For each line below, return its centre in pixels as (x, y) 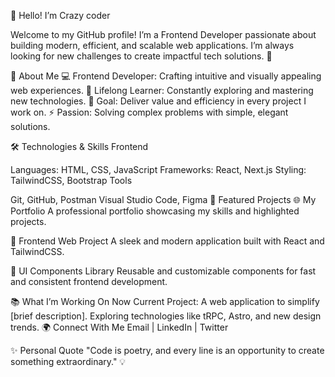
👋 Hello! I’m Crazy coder (60, 15)
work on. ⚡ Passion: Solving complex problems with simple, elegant (149, 112)
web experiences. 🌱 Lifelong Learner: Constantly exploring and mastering (162, 90)
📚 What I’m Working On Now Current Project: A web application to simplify (165, 301)
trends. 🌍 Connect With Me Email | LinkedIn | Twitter (119, 327)
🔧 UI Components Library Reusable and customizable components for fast (163, 271)
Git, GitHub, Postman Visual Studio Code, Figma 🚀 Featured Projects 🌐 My (163, 199)
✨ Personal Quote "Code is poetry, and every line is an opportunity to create (167, 350)
